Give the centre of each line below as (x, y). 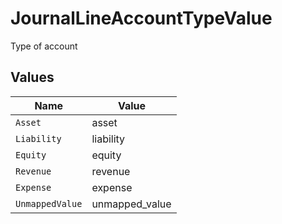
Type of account (44, 46)
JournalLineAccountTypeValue (141, 18)
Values (32, 77)
